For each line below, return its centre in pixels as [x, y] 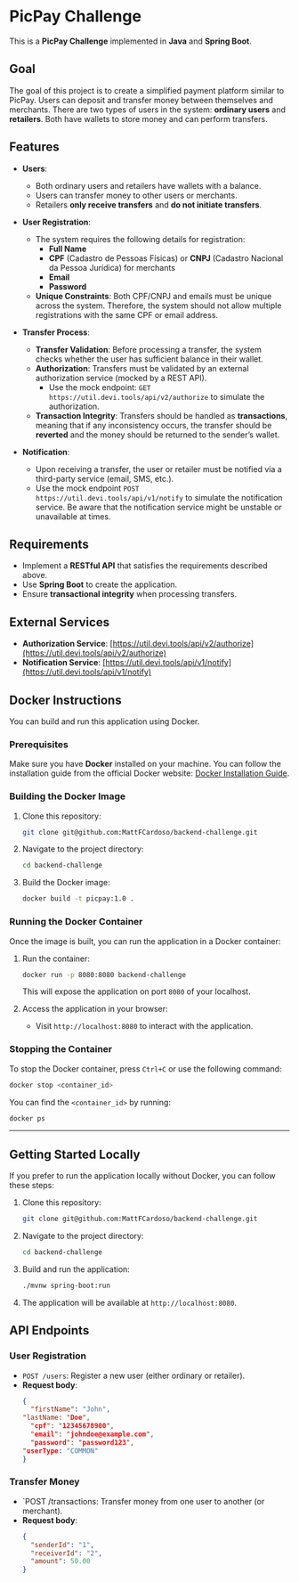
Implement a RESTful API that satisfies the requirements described [145, 566]
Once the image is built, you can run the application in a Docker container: [145, 941]
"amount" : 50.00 [61, 1562]
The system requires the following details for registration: [140, 239]
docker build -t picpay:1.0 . [78, 899]
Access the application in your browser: [95, 1009]
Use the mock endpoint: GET [100, 387]
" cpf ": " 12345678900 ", [73, 1426]
